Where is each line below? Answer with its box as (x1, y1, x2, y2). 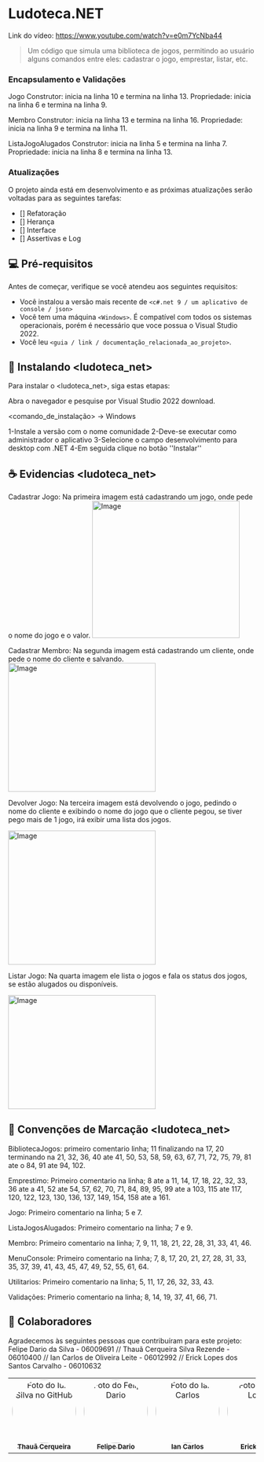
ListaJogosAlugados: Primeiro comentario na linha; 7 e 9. (8, 1223, 193, 1232)
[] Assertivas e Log (19, 233, 81, 243)
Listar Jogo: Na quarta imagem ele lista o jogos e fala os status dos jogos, (8, 971, 247, 980)
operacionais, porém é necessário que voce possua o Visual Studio (19, 321, 238, 330)
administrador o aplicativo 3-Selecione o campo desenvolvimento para (8, 435, 238, 445)
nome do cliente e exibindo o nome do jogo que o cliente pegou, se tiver (8, 806, 243, 816)
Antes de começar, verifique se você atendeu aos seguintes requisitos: (8, 282, 238, 292)
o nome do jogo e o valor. (8, 630, 91, 640)
